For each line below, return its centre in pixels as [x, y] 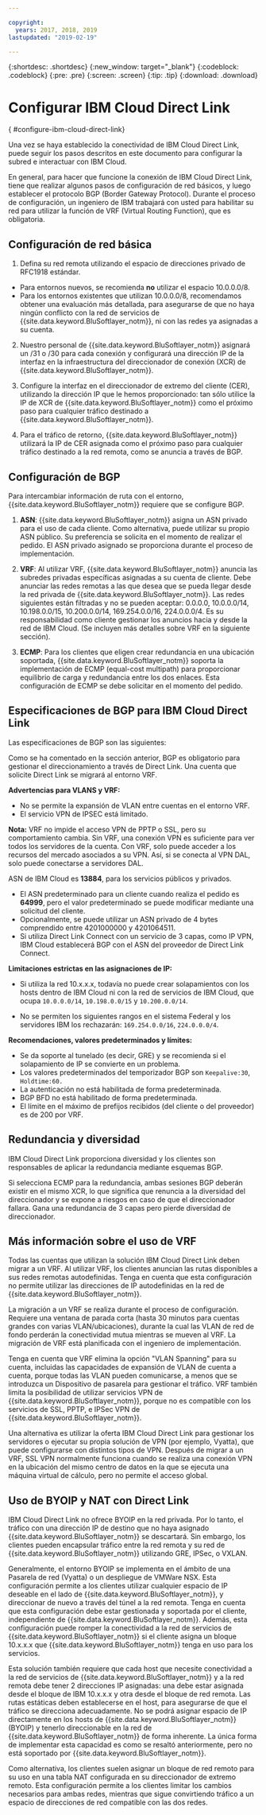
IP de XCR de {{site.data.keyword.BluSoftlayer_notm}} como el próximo [136, 403]
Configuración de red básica [80, 244]
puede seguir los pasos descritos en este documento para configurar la [125, 153]
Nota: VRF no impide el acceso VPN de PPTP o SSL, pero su [107, 829]
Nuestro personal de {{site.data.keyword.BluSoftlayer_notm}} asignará [135, 345]
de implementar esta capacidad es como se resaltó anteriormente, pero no [131, 1745]
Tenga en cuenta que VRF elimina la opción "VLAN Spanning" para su [122, 1359]
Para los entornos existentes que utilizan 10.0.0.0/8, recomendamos [131, 296]
